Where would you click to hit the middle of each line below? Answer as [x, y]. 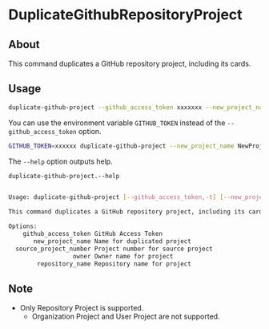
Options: [23, 226]
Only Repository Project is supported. [82, 308]
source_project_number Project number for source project [114, 249]
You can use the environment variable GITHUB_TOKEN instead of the [117, 123]
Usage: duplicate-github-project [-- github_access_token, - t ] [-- [119, 197]
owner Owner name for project [123, 256]
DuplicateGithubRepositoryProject [125, 15]
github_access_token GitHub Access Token [92, 234]
